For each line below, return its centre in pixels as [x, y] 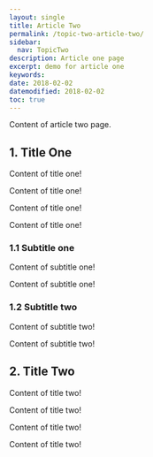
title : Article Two [45, 26]
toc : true [27, 99]
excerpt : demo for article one [67, 67]
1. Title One [41, 152]
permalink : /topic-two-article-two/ [76, 34]
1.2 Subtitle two [43, 308]
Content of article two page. [61, 125]
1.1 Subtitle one [42, 248]
